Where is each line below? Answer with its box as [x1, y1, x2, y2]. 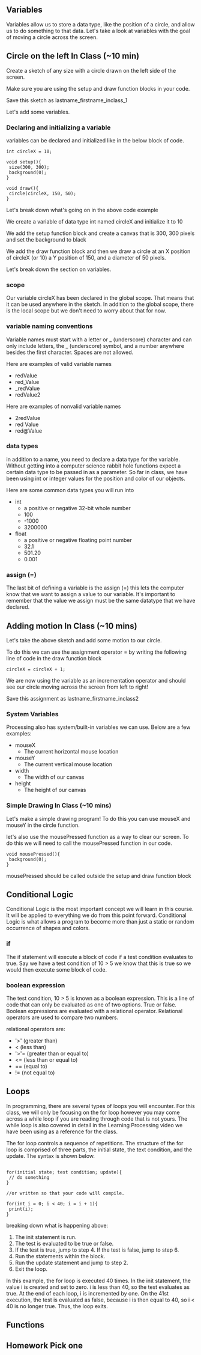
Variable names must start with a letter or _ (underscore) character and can [6, 336, 192, 343]
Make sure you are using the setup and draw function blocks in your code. [6, 85, 190, 92]
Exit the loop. [14, 1265, 48, 1273]
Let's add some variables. [6, 108, 70, 115]
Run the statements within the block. [14, 1252, 106, 1259]
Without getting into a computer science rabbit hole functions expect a [6, 462, 181, 469]
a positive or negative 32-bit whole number [23, 504, 131, 511]
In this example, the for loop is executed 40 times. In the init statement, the [6, 1277, 191, 1284]
